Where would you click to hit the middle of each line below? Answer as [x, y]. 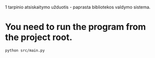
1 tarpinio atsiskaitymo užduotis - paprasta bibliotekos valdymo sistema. [78, 7]
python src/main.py [25, 50]
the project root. [39, 38]
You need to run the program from [76, 27]
